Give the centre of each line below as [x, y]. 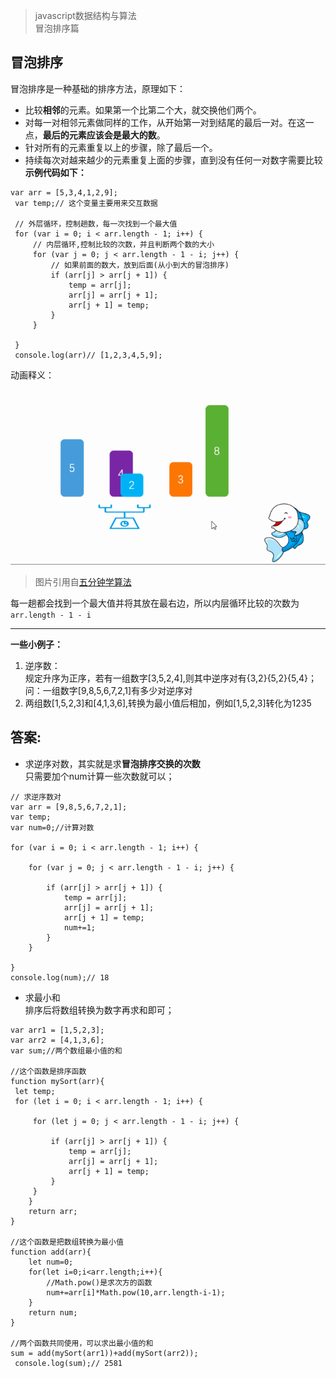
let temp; [35, 1091]
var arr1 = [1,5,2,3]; [57, 1030]
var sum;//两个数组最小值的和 [66, 1050]
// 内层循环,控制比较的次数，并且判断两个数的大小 [123, 244]
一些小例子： [36, 644]
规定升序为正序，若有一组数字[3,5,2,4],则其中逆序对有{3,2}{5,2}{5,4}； [171, 678]
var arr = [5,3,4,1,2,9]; [64, 192]
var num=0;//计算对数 [52, 827]
